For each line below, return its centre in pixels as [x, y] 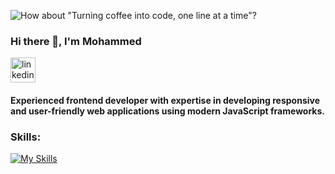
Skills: [26, 137]
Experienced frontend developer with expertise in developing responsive [165, 100]
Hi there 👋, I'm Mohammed [76, 41]
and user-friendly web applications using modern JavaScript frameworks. [168, 111]
